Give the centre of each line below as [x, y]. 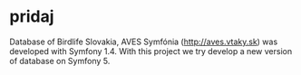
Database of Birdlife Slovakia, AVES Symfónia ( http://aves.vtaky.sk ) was [144, 42]
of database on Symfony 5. [60, 61]
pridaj [32, 17]
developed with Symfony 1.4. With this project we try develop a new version [151, 51]
